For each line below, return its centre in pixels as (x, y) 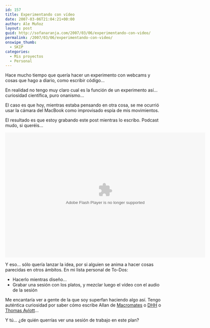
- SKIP (16, 47)
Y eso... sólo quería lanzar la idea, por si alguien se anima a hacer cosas (79, 264)
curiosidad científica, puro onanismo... (45, 95)
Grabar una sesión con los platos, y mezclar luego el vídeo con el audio (86, 285)
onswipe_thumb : (21, 42)
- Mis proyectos (26, 56)
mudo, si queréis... (24, 125)
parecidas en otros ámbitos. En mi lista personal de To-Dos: (67, 270)
